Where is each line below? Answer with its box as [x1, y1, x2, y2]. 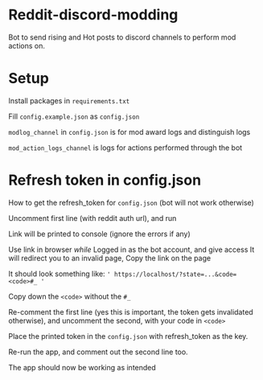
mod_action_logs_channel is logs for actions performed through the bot [8, 143, 243, 152]
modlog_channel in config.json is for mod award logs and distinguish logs [8, 127, 251, 136]
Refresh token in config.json [8, 171, 202, 190]
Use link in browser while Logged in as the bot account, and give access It [8, 244, 255, 254]
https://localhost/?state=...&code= [113, 270, 237, 278]
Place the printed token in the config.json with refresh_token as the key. [8, 331, 249, 340]
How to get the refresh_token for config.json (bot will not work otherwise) [8, 198, 255, 207]
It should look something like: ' [8, 269, 111, 278]
